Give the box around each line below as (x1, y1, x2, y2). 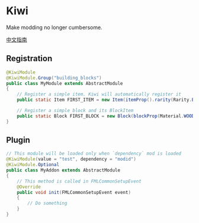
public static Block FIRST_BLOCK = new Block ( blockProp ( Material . (17, 113, 184, 119)
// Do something (27, 200, 68, 206)
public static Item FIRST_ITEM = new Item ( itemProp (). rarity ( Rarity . (17, 97, 192, 103)
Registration (6, 53, 53, 63)
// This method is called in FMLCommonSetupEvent (17, 178, 142, 184)
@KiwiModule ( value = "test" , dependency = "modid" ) (6, 156, 136, 163)
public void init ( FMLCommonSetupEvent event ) (17, 189, 131, 195)
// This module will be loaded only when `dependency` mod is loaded (6, 151, 182, 157)
